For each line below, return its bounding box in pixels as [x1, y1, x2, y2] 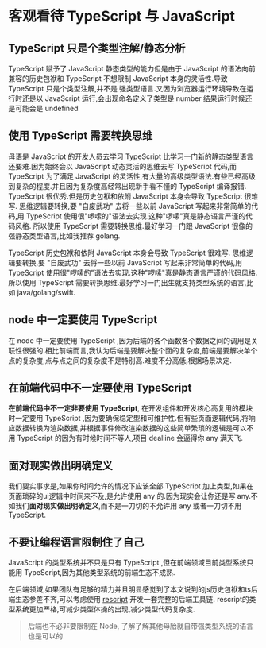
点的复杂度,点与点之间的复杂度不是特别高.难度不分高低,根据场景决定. [8, 355, 233, 365]
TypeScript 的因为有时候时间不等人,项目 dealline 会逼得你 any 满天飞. [17, 434, 244, 443]
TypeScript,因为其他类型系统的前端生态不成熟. [23, 568, 175, 577]
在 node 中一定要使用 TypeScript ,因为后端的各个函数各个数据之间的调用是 [8, 335, 252, 345]
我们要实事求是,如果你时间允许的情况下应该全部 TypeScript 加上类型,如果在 [8, 481, 254, 491]
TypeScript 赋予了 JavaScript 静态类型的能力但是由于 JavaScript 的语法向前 [8, 64, 256, 73]
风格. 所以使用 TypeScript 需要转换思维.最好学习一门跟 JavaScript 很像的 [14, 221, 253, 230]
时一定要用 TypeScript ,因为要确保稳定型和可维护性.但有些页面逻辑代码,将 [8, 414, 249, 423]
